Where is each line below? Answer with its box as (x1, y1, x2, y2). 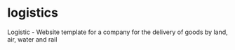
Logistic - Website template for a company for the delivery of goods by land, (7, 28, 228, 36)
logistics (7, 5, 58, 21)
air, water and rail (7, 35, 58, 43)
